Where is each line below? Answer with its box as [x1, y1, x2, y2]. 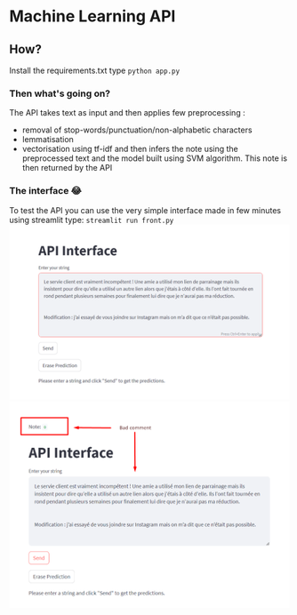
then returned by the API [21, 163, 113, 173]
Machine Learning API [9, 6, 176, 27]
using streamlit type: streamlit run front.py [9, 214, 174, 225]
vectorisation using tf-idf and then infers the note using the [21, 144, 238, 155]
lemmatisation [21, 134, 74, 145]
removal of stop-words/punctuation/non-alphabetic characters [21, 124, 253, 135]
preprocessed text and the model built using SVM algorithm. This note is [21, 153, 287, 164]
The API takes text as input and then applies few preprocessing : [9, 108, 246, 118]
